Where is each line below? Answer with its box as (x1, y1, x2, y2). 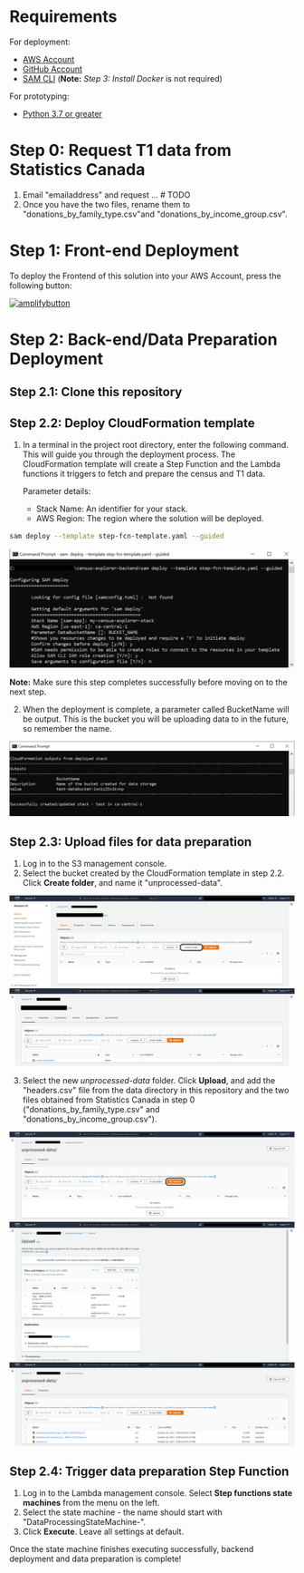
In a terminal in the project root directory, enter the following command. (22, 440, 290, 451)
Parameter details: (22, 486, 91, 497)
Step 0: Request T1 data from (9, 141, 233, 160)
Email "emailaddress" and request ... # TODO (22, 189, 191, 200)
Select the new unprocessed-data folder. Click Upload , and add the (22, 1074, 276, 1085)
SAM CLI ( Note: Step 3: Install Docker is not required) (22, 73, 223, 83)
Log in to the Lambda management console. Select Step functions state (22, 1488, 293, 1499)
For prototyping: (9, 91, 70, 102)
